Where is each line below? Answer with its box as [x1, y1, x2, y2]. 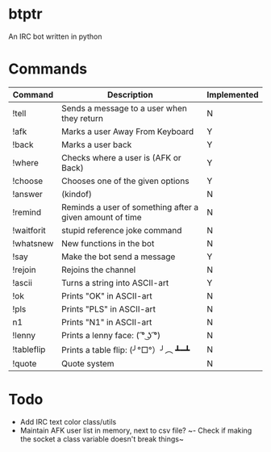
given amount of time [61, 211, 142, 223]
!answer [12, 188, 43, 199]
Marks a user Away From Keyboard [61, 126, 194, 137]
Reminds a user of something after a [61, 201, 199, 212]
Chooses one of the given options [61, 175, 190, 186]
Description [107, 89, 153, 100]
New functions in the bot [61, 237, 155, 249]
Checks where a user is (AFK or [61, 152, 181, 163]
